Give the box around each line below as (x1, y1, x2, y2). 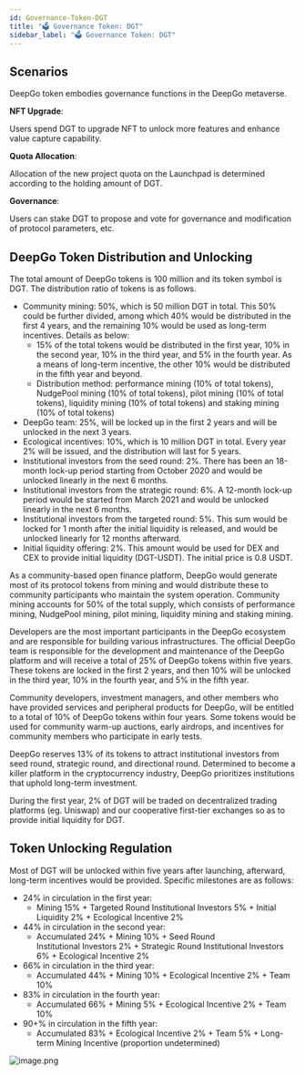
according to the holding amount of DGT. (9, 178, 163, 189)
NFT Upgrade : (9, 106, 64, 117)
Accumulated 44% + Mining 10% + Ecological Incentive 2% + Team (36, 969, 291, 980)
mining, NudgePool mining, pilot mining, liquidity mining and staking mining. (9, 609, 294, 619)
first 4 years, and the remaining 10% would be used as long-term (22, 320, 267, 330)
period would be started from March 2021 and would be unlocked (22, 494, 269, 505)
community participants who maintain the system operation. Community (9, 589, 280, 600)
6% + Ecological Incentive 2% (36, 950, 150, 961)
